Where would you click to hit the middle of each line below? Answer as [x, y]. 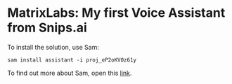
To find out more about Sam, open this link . [70, 73]
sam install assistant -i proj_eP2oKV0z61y [72, 60]
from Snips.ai [47, 28]
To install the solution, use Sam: [53, 47]
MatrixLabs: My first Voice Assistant [116, 13]
